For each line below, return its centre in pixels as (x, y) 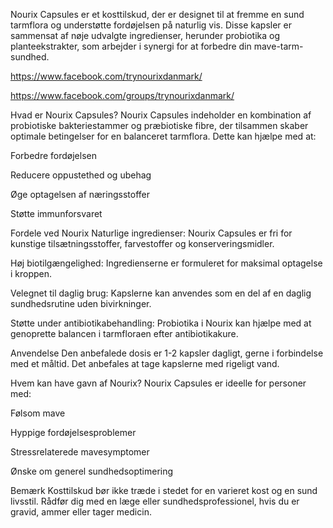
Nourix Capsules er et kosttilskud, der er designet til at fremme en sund (157, 14)
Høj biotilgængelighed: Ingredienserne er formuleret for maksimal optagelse (166, 263)
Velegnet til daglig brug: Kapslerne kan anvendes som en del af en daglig (161, 293)
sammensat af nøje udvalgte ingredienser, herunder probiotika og (145, 35)
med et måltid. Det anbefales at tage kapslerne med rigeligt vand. (145, 363)
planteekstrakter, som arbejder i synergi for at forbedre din (131, 46)
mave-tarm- (278, 46)
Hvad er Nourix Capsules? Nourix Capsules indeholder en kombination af (161, 115)
